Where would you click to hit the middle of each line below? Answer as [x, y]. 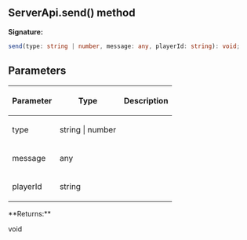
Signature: [25, 31]
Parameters [37, 71]
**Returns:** [30, 213]
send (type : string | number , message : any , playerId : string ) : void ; [124, 46]
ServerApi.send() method [72, 13]
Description [146, 100]
